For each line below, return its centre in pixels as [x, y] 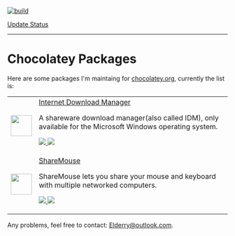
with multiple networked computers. [98, 185]
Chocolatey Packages [72, 59]
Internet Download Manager [85, 102]
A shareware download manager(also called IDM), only [129, 117]
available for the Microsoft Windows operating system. [128, 126]
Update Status [28, 24]
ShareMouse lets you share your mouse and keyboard [128, 176]
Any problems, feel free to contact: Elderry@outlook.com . [90, 225]
